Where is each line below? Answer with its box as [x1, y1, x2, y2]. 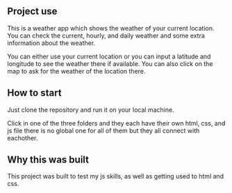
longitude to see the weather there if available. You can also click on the [7, 59, 213, 68]
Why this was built [7, 154, 89, 166]
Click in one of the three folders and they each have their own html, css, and [7, 119, 226, 127]
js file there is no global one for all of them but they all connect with [7, 126, 200, 135]
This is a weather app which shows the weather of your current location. [7, 24, 215, 32]
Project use [7, 6, 58, 17]
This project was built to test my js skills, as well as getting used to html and [7, 172, 224, 181]
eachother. [7, 133, 38, 142]
